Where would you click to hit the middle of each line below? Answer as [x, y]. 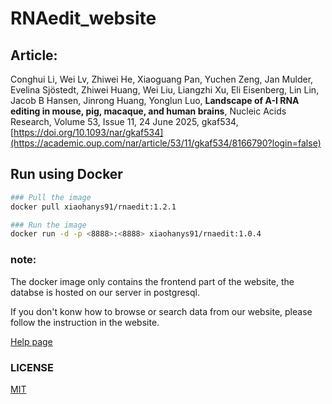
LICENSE [32, 367]
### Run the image [48, 225]
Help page [31, 341]
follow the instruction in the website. [85, 322]
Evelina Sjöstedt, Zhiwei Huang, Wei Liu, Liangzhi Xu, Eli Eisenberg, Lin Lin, [165, 90]
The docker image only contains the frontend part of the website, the [152, 281]
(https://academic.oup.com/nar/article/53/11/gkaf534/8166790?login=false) [166, 143]
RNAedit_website [83, 18]
